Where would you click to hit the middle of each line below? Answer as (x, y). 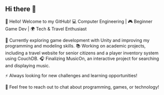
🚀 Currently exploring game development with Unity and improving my (77, 40)
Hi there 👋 (21, 9)
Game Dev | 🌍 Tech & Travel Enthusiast (46, 29)
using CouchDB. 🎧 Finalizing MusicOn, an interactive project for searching (82, 58)
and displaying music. (28, 65)
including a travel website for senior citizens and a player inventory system (82, 53)
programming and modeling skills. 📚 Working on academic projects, (76, 46)
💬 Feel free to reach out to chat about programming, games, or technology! (82, 87)
